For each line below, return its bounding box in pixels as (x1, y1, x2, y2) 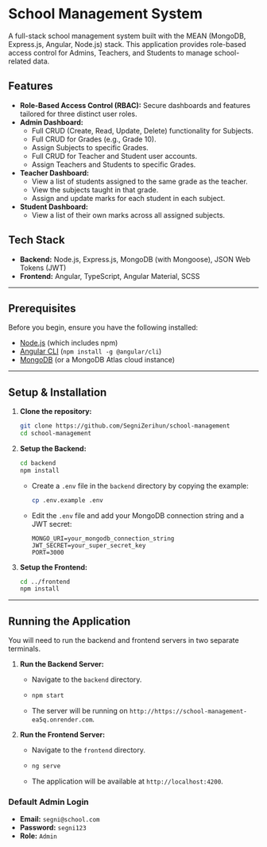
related (8, 56, 32, 66)
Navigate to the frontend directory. (31, 745, 145, 755)
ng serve (31, 762, 61, 770)
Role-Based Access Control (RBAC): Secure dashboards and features (19, 100, 251, 110)
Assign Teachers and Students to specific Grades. (31, 160, 196, 169)
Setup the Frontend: (19, 562, 87, 572)
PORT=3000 (31, 548, 65, 556)
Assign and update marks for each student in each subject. (31, 193, 226, 203)
